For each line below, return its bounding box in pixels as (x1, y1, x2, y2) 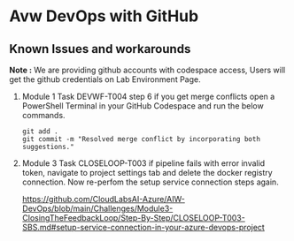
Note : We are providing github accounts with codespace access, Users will (9, 64, 286, 75)
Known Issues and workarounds (9, 41, 191, 56)
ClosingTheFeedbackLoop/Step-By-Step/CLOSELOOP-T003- (21, 213, 245, 222)
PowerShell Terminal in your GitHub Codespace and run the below (21, 101, 264, 111)
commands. (21, 110, 66, 120)
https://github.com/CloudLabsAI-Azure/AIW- (21, 194, 186, 204)
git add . (21, 127, 59, 136)
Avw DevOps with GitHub (9, 6, 199, 26)
